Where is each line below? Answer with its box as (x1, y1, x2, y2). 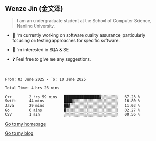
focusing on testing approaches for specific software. (12, 37, 120, 43)
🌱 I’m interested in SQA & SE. (12, 46, 70, 52)
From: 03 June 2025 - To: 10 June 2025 (5, 77, 86, 82)
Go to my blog (5, 130, 34, 136)
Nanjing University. (17, 23, 55, 28)
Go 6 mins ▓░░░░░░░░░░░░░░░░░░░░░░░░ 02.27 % (5, 108, 140, 113)
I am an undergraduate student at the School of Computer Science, (17, 17, 152, 23)
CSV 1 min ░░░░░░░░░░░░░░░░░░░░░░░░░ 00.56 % (5, 113, 140, 117)
